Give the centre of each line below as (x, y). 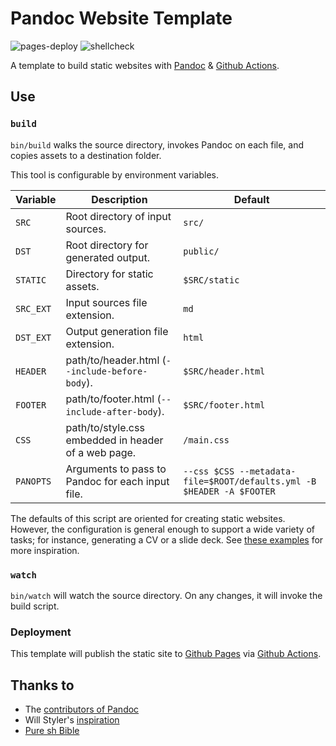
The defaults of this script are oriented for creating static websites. (148, 518)
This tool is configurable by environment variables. (114, 174)
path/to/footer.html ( (113, 399)
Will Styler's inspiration (72, 720)
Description (119, 199)
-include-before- (106, 371)
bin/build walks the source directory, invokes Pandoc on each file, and (157, 144)
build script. (35, 606)
